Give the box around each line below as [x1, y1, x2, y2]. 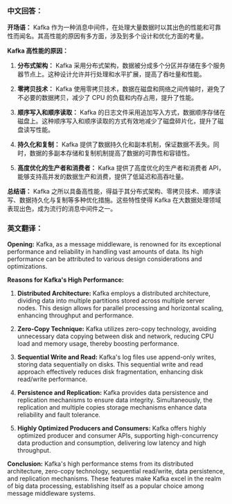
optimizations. [7, 262, 48, 270]
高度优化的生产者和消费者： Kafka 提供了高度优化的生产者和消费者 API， [17, 164, 225, 172]
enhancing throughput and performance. [17, 311, 134, 319]
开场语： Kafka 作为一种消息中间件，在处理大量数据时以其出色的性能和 [7, 23, 209, 32]
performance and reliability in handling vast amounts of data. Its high [7, 247, 204, 255]
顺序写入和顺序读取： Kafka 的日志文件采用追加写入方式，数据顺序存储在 [17, 108, 226, 117]
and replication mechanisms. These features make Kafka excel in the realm [7, 474, 222, 482]
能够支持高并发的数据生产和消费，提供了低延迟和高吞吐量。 [17, 172, 188, 181]
